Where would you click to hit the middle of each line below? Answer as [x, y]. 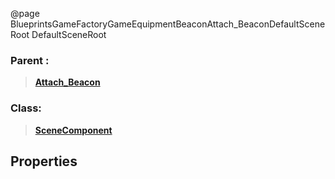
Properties [44, 161]
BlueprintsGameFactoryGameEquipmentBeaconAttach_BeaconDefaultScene [168, 24]
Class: [26, 108]
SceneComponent [73, 130]
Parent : [30, 60]
